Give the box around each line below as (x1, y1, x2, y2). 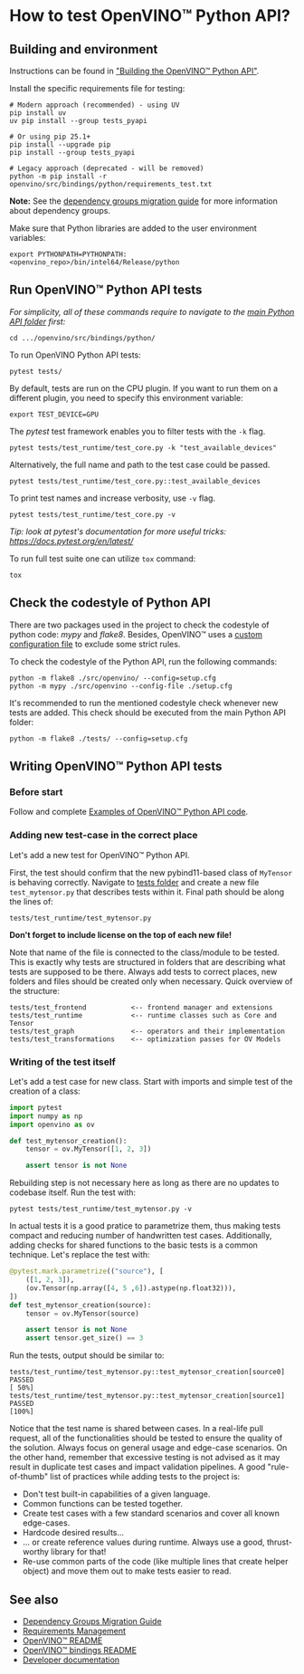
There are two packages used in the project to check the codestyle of (9, 619, 270, 630)
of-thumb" (9, 1471, 48, 1482)
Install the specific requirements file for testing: (9, 83, 185, 93)
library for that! (51, 1546, 107, 1557)
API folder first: (9, 316, 66, 327)
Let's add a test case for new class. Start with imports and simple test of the (9, 1076, 293, 1086)
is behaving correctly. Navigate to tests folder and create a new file (9, 876, 260, 887)
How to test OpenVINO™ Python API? (9, 5, 291, 26)
